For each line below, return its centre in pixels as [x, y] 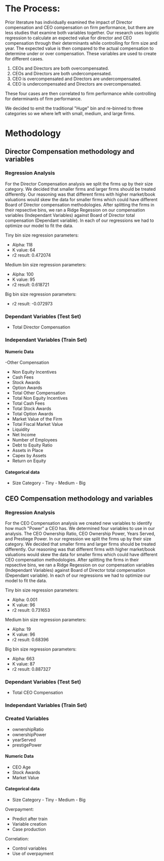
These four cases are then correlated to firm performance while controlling [81, 93]
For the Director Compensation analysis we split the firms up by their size [79, 184]
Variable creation [29, 824]
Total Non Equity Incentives [40, 398]
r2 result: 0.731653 [31, 610]
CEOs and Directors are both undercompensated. [62, 73]
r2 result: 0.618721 [31, 284]
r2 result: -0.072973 [32, 303]
